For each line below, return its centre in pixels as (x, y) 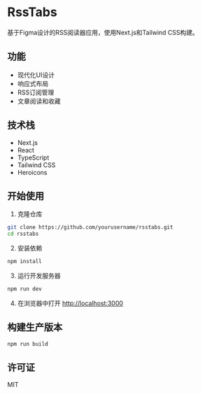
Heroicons (32, 172)
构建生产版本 (35, 327)
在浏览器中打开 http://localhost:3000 (70, 303)
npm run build (28, 344)
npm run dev (24, 289)
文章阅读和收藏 (39, 101)
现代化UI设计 (36, 75)
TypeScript (33, 157)
